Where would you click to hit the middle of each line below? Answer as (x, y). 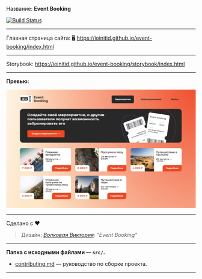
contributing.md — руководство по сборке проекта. (81, 263)
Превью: (18, 81)
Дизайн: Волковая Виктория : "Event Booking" (79, 235)
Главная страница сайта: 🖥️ (41, 38)
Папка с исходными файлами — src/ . (56, 252)
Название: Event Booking (38, 9)
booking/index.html (30, 47)
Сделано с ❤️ (23, 223)
